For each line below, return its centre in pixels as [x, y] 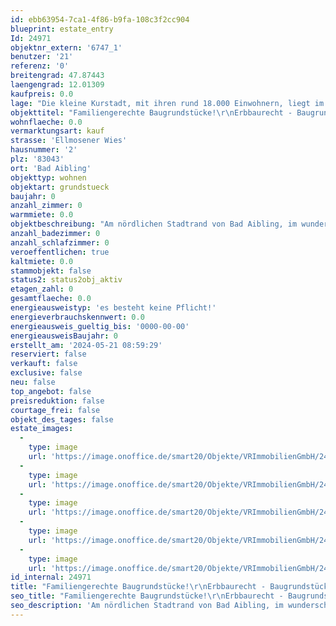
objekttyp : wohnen [48, 177]
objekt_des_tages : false [62, 419]
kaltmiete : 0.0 [42, 261]
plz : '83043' [37, 159]
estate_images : [42, 429]
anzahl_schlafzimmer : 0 [60, 242]
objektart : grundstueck [60, 187]
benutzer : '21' [42, 57]
